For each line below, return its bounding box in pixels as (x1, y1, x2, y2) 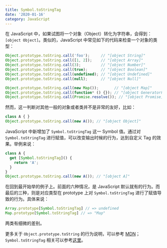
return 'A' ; (14, 160, 39, 165)
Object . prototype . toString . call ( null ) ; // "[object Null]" (5, 76, 141, 81)
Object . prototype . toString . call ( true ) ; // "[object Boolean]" (5, 67, 148, 72)
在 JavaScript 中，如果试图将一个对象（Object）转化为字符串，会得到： (5, 31, 152, 37)
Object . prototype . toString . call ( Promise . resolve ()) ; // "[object (5, 95, 143, 100)
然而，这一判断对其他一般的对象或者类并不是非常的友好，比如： (5, 104, 136, 110)
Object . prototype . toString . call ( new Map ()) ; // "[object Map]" (5, 85, 153, 90)
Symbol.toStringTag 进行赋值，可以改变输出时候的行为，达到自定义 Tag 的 (5, 135, 157, 140)
